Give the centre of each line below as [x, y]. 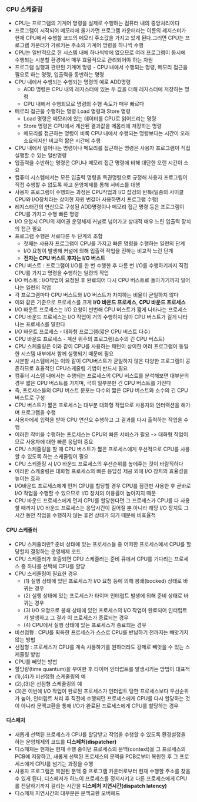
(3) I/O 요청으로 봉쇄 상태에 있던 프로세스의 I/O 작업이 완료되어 [95, 610]
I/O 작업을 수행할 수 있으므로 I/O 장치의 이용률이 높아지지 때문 [85, 493]
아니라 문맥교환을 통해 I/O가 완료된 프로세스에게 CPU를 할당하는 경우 [100, 706]
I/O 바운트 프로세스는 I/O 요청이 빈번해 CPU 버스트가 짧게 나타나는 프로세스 [101, 310]
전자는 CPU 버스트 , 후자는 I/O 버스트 [64, 258]
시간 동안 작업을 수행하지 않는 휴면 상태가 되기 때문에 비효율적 [85, 515]
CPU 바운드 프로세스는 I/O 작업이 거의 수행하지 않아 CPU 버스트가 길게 [96, 317]
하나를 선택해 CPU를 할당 [56, 566]
